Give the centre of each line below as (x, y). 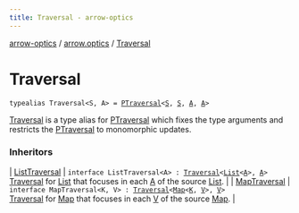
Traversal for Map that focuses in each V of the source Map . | (122, 199)
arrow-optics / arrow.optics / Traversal (80, 43)
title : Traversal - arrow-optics (71, 17)
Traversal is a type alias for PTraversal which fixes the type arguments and (146, 119)
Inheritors (31, 152)
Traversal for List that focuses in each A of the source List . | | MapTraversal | (150, 181)
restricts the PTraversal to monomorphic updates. (100, 129)
